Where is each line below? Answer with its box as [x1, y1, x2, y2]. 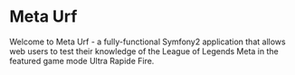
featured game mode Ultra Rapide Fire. [9, 55, 155, 66]
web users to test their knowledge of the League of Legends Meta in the [9, 45, 279, 56]
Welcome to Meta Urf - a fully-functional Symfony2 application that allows [9, 36, 287, 47]
